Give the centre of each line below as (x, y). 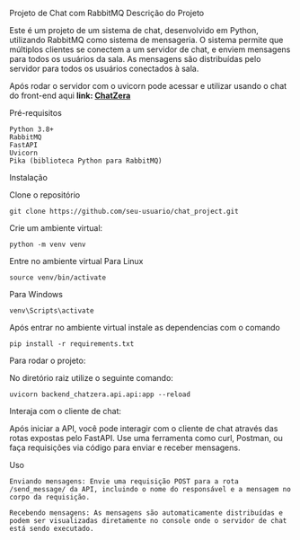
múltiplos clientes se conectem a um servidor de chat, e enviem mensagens (150, 49)
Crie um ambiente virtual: (56, 228)
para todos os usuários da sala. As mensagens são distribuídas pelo (135, 59)
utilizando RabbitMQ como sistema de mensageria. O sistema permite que (146, 40)
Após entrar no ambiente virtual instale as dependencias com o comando (145, 328)
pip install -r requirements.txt (72, 344)
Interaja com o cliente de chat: (66, 411)
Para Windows (36, 294)
